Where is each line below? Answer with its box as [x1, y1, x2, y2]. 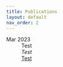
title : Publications [6, 8, 58, 15]
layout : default [6, 14, 47, 20]
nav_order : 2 [6, 20, 39, 25]
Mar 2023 [6, 36, 31, 43]
